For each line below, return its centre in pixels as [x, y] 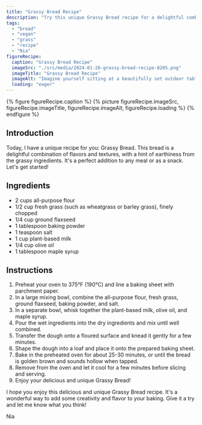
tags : [13, 23]
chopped [26, 213]
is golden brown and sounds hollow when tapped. [77, 361]
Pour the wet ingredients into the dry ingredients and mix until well [97, 323]
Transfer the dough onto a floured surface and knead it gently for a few [103, 336]
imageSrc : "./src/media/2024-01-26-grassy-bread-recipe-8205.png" [96, 68]
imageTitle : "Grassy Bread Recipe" [56, 73]
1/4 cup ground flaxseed [45, 219]
